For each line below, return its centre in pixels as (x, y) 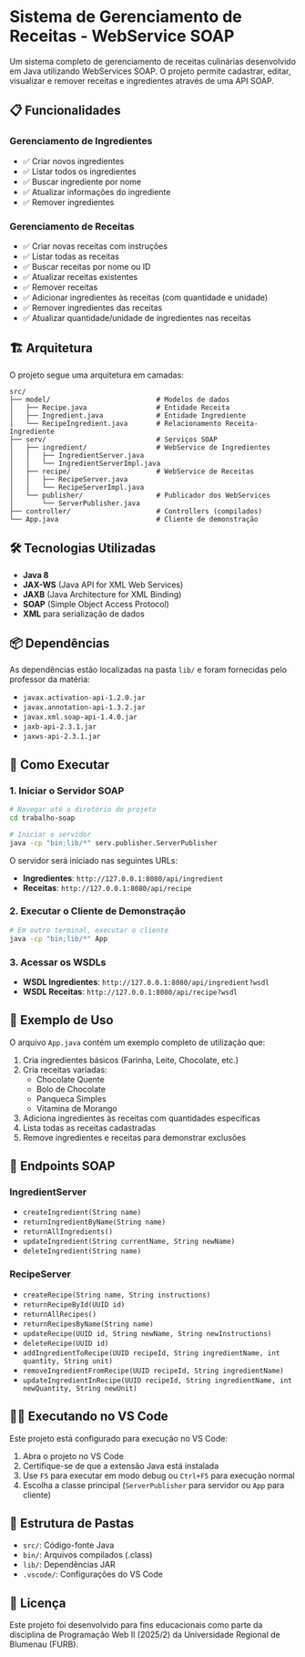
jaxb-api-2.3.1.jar (60, 727)
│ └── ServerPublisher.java (75, 503)
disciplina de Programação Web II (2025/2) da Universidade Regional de (145, 1635)
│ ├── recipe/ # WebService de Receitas (132, 471)
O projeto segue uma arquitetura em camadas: (97, 375)
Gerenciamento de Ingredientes (81, 141)
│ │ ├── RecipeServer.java (69, 479)
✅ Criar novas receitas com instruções (95, 246)
